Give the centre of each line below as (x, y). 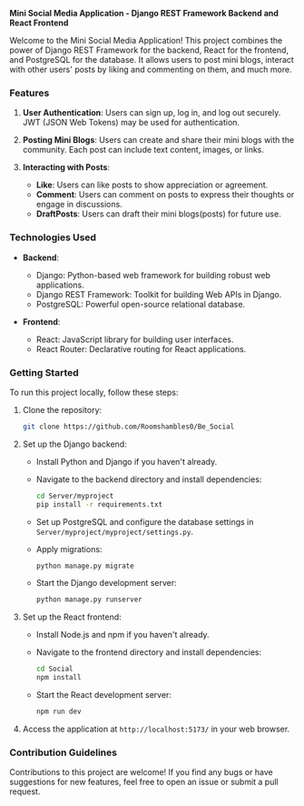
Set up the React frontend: (72, 617)
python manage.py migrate (85, 566)
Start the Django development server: (106, 583)
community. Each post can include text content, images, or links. (143, 150)
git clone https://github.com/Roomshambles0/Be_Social (128, 427)
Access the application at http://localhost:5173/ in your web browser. (156, 729)
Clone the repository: (62, 409)
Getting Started (44, 372)
